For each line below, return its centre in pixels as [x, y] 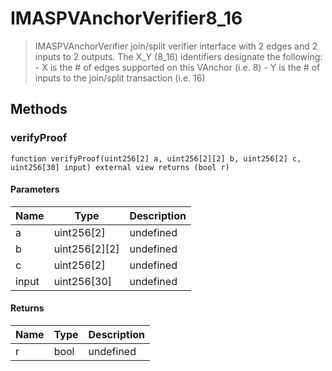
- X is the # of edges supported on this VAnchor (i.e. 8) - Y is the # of [177, 67]
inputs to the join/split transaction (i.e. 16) [120, 78]
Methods [39, 109]
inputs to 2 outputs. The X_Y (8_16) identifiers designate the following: [178, 56]
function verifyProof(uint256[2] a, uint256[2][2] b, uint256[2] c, [156, 158]
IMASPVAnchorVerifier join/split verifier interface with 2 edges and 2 [176, 46]
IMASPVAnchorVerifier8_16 [126, 18]
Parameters [35, 189]
